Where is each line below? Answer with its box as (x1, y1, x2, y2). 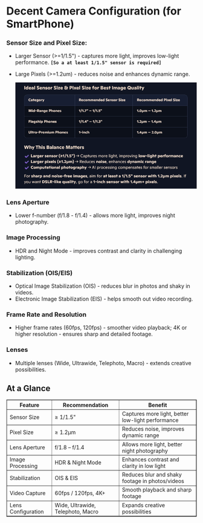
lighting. (14, 253, 36, 261)
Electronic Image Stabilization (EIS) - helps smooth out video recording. (14, 295, 193, 303)
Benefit (148, 401, 167, 409)
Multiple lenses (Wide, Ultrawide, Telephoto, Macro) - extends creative (14, 359, 192, 366)
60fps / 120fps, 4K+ (54, 489, 106, 496)
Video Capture (10, 489, 46, 496)
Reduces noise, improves (121, 425, 185, 433)
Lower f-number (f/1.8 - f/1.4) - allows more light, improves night (14, 212, 175, 219)
